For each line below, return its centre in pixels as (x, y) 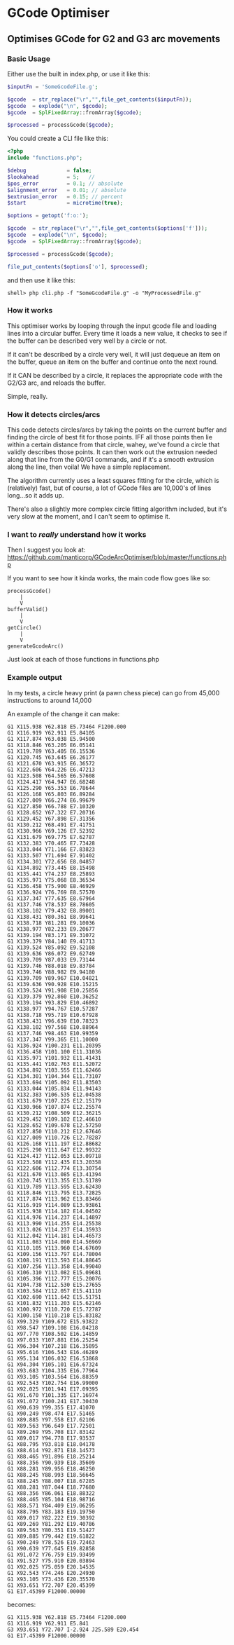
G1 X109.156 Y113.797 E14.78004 (54, 1254)
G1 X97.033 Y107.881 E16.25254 (53, 1340)
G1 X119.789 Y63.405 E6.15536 (51, 751)
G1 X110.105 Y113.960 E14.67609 (54, 1248)
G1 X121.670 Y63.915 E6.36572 (51, 763)
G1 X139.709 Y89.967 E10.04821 (53, 978)
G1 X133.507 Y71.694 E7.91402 (51, 855)
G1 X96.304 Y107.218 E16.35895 (53, 1346)
